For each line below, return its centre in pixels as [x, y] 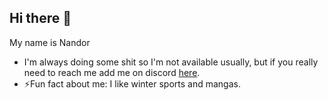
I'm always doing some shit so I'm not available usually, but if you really [171, 62]
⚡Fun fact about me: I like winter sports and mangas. [132, 83]
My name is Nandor [50, 42]
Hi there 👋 [40, 18]
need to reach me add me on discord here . [112, 72]
